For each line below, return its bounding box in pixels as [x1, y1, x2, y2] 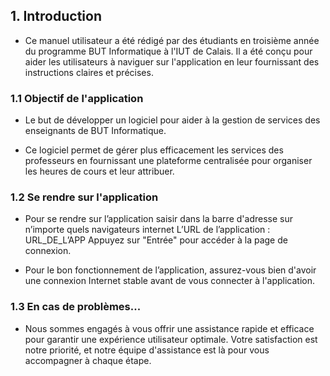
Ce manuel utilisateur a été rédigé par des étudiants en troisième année [24, 34, 320, 46]
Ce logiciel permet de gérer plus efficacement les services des [24, 144, 284, 156]
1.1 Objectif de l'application [10, 91, 144, 105]
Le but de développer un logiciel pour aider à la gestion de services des [24, 114, 321, 126]
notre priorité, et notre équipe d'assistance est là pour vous [24, 344, 270, 356]
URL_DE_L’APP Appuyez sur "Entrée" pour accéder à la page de [24, 234, 288, 246]
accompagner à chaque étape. [24, 354, 152, 366]
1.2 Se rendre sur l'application [10, 190, 159, 204]
